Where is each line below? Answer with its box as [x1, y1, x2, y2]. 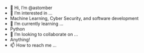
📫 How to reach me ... [10, 42, 57, 48]
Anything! [10, 36, 30, 42]
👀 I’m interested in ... [10, 10, 53, 16]
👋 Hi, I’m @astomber [10, 5, 53, 10]
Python [10, 26, 25, 32]
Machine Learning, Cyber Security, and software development [10, 15, 139, 21]
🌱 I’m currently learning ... [10, 20, 64, 26]
